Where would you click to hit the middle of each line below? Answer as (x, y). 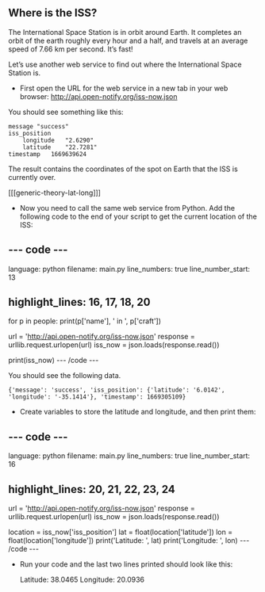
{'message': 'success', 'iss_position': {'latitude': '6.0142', (117, 390)
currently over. (32, 177)
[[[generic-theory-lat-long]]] (55, 193)
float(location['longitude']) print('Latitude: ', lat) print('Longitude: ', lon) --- (129, 540)
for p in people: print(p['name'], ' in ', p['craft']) (84, 321)
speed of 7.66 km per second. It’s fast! (71, 49)
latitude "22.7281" (60, 147)
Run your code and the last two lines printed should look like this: (126, 564)
